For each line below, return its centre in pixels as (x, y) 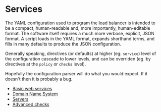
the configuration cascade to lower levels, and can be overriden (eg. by (78, 58)
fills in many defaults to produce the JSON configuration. (63, 44)
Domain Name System (35, 94)
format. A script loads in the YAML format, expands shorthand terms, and (80, 39)
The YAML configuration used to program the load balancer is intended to (80, 23)
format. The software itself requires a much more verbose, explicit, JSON (80, 33)
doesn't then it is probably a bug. (39, 79)
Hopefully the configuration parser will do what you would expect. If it (76, 73)
